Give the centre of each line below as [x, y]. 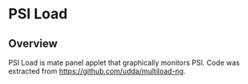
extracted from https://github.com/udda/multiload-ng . [97, 71]
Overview [33, 44]
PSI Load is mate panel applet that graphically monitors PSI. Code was [124, 62]
